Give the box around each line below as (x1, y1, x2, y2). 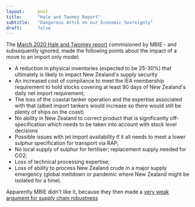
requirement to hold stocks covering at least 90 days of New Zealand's (14, 83, 186, 91)
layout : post (6, 8, 49, 15)
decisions (14, 127, 38, 134)
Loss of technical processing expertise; (14, 158, 110, 165)
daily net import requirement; (14, 90, 85, 97)
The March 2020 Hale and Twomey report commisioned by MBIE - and (6, 41, 177, 48)
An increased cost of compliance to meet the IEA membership (14, 77, 165, 84)
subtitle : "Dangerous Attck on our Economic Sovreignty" (6, 19, 153, 25)
